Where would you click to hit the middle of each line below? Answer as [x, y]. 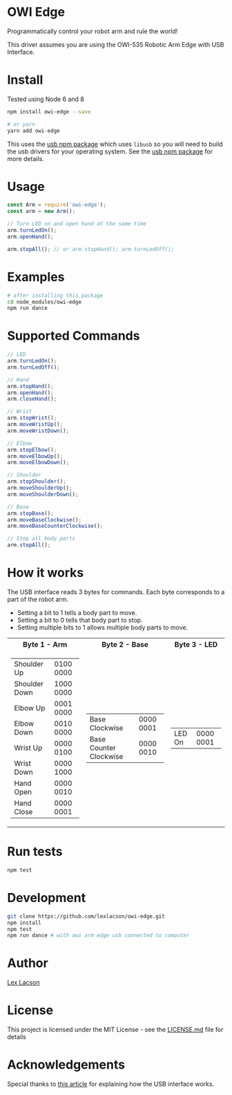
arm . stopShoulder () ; [37, 481]
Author [28, 963]
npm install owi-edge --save [49, 111]
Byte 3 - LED [196, 644]
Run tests [35, 852]
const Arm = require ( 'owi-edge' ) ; [57, 205]
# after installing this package [55, 295]
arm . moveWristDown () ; [38, 431]
